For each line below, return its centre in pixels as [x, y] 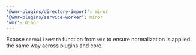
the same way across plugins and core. [55, 46]
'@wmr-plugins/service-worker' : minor [55, 17]
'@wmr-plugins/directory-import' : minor [58, 12]
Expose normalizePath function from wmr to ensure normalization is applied [98, 40]
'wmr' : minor [22, 22]
